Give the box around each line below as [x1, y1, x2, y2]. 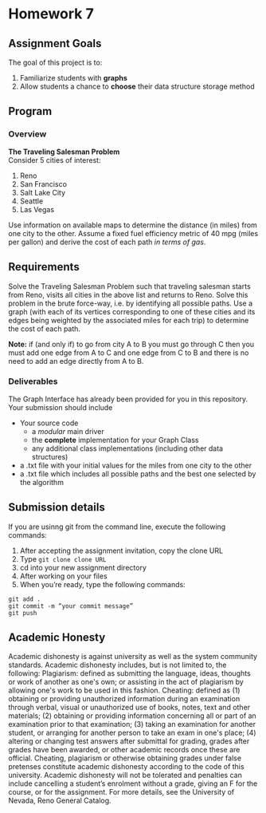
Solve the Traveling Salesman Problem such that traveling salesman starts [8, 281, 251, 291]
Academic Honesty [8, 631, 106, 644]
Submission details [8, 500, 105, 515]
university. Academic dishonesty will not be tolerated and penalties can [8, 771, 243, 780]
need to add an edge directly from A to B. [8, 356, 144, 365]
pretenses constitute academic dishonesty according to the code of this [8, 762, 244, 772]
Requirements [8, 260, 80, 274]
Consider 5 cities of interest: [8, 155, 101, 164]
